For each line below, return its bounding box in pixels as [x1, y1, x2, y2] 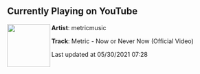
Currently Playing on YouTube [7, 5, 138, 17]
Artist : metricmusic [51, 23, 107, 32]
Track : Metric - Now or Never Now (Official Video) [51, 37, 194, 45]
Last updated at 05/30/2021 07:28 [51, 50, 148, 58]
